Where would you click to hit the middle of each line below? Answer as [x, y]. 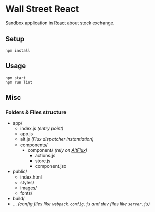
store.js [43, 161]
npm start [16, 78]
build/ [19, 199]
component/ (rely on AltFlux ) [57, 150]
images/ [29, 188]
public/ [20, 172]
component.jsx [51, 166]
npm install [18, 50]
